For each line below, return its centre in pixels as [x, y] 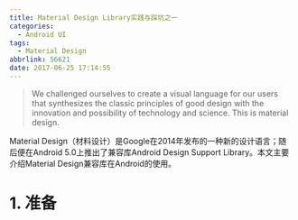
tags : [19, 43]
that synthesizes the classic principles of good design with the [148, 103]
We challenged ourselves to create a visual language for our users [154, 93]
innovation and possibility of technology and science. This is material [160, 113]
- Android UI [42, 34]
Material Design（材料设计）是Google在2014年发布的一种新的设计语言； [144, 141]
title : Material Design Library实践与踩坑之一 [94, 18]
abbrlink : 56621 [40, 60]
